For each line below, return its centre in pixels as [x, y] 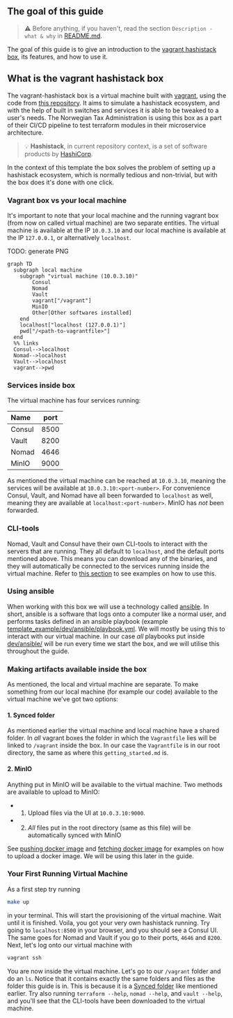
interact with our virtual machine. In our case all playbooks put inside [106, 636]
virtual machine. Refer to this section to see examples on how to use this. [112, 573]
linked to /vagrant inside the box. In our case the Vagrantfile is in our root [114, 745]
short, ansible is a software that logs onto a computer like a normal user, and [117, 614]
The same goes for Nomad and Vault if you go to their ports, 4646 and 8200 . [115, 937]
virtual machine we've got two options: [63, 699]
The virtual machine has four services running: [74, 401]
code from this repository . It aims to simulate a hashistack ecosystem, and [114, 103]
